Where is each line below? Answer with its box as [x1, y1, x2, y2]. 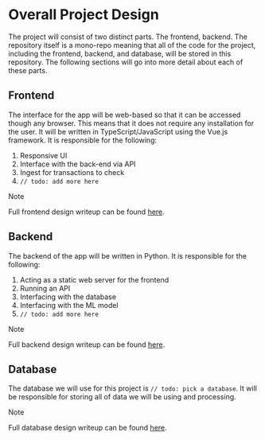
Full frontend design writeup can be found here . [8, 207, 165, 216]
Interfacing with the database [19, 292, 117, 302]
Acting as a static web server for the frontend [19, 275, 170, 284]
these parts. [8, 65, 48, 75]
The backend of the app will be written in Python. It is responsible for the [8, 251, 247, 260]
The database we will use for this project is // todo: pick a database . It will [8, 384, 257, 393]
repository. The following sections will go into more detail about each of [8, 57, 244, 67]
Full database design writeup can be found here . [8, 423, 167, 433]
